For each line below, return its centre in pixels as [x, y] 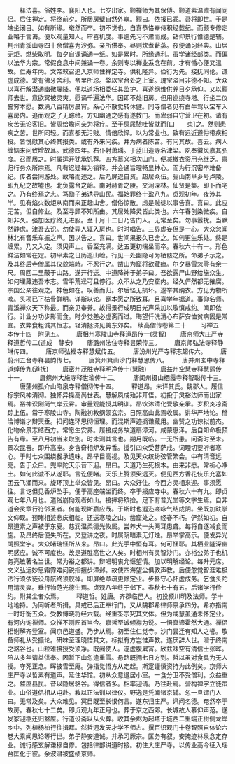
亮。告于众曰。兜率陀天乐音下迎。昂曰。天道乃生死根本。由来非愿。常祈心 [114, 465]
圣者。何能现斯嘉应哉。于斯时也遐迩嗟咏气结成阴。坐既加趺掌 [139, 509]
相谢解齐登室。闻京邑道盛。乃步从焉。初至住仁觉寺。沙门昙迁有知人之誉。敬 [117, 631]
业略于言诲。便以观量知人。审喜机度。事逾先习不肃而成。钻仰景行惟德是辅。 [117, 36]
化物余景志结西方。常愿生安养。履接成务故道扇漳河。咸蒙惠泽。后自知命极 [114, 430]
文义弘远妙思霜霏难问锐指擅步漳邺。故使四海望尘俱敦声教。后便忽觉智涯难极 [117, 570]
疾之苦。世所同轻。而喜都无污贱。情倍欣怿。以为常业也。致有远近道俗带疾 [114, 133]
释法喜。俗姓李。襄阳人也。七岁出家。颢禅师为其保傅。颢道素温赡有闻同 [123, 10]
